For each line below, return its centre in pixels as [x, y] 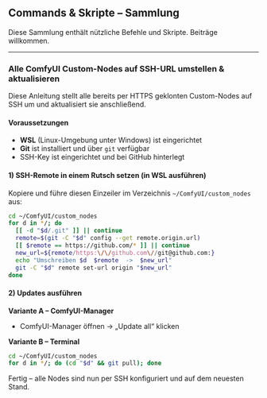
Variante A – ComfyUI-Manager [61, 311]
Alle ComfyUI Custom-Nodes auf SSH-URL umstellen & [116, 68]
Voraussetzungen [39, 122]
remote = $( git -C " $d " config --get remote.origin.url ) [108, 238]
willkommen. [29, 41]
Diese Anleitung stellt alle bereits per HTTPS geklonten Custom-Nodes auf [130, 96]
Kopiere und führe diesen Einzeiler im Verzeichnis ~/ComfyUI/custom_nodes [130, 193]
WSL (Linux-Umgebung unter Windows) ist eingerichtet [111, 140]
